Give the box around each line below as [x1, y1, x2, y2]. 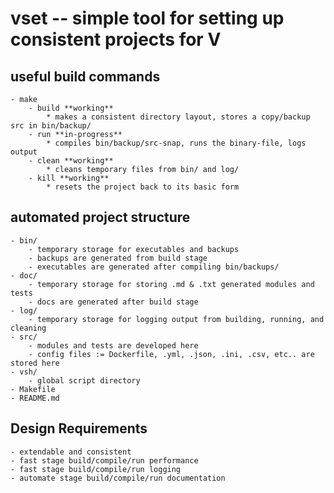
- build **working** [28, 103, 114, 113]
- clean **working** [28, 156, 114, 166]
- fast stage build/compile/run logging [10, 464, 182, 474]
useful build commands [10, 68, 161, 85]
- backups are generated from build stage [28, 253, 208, 263]
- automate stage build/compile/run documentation [10, 473, 226, 483]
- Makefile [10, 384, 56, 394]
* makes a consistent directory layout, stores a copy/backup [46, 112, 311, 122]
